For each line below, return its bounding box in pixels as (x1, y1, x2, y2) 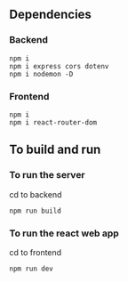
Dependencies (9, 7, 92, 22)
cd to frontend (9, 246, 62, 257)
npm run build (9, 206, 62, 215)
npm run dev (9, 264, 53, 273)
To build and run (9, 142, 101, 157)
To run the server (9, 169, 86, 181)
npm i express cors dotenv (9, 61, 109, 70)
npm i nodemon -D (9, 69, 74, 78)
